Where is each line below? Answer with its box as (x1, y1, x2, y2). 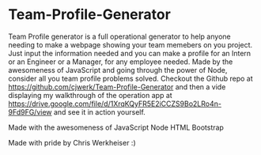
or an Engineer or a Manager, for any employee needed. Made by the (8, 57, 233, 66)
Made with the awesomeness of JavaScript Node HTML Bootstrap (8, 123, 224, 132)
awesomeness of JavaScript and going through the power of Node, (8, 65, 228, 74)
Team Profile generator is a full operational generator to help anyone (8, 32, 231, 41)
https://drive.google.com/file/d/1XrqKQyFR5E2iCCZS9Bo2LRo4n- (8, 99, 221, 108)
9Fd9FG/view (8, 107, 53, 116)
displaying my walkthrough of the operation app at (8, 90, 172, 100)
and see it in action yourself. (53, 107, 146, 116)
